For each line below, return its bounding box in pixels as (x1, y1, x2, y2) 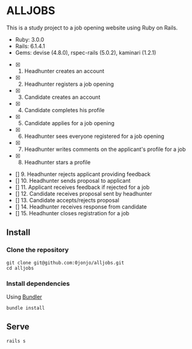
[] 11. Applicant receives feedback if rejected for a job (15, 183, 150, 191)
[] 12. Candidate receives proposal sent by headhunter (15, 190, 152, 197)
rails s (6, 338, 26, 344)
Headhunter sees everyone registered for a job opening (24, 132, 164, 140)
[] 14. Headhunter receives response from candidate (15, 203, 147, 210)
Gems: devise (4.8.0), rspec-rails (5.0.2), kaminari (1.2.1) (15, 48, 157, 56)
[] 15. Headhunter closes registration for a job (15, 209, 130, 217)
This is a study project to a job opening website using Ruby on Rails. (6, 24, 178, 31)
